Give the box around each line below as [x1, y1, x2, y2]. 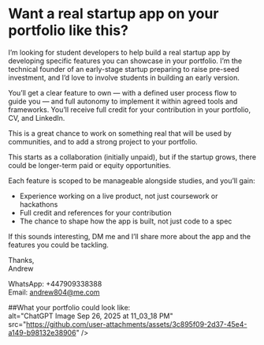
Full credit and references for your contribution [19, 208, 172, 217]
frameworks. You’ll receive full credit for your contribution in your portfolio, [8, 104, 251, 114]
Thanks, [8, 255, 35, 264]
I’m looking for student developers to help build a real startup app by [8, 47, 231, 57]
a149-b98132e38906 [8, 328, 76, 337]
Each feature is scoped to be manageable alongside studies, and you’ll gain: [8, 175, 255, 186]
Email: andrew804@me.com [8, 287, 100, 297]
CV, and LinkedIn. [8, 113, 65, 122]
